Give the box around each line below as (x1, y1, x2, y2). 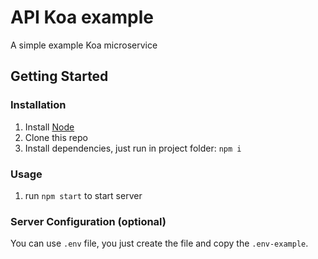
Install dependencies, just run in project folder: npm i (24, 142, 242, 154)
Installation (10, 98, 67, 112)
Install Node (24, 121, 75, 133)
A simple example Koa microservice (10, 39, 158, 51)
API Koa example (10, 6, 154, 29)
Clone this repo (24, 131, 88, 143)
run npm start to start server (24, 189, 143, 201)
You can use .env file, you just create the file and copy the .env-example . (10, 237, 309, 250)
